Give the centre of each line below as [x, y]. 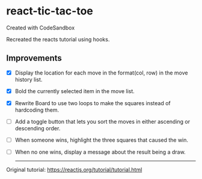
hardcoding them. [37, 110]
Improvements [34, 58]
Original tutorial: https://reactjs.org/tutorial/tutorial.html [74, 170]
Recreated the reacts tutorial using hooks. [58, 39]
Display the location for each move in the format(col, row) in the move [101, 73]
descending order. [38, 128]
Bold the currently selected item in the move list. [75, 91]
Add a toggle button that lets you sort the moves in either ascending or [103, 121]
